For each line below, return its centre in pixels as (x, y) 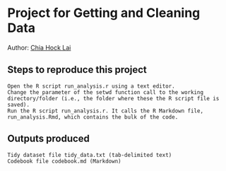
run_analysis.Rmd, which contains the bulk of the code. (93, 117)
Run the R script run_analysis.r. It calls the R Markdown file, (105, 111)
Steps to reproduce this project (77, 70)
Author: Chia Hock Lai (39, 47)
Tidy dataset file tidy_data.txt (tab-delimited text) (90, 155)
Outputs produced (49, 139)
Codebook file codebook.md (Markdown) (64, 161)
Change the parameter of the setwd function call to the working (105, 92)
